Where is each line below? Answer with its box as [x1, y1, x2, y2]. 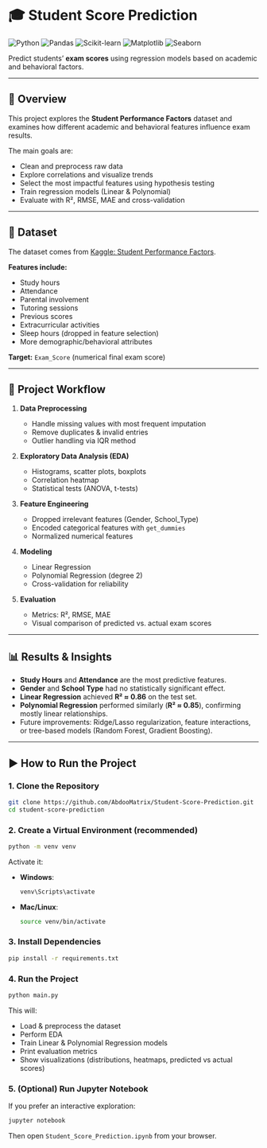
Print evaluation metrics [19, 1046, 98, 1056]
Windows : [19, 872, 54, 881]
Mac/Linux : [19, 902, 58, 912]
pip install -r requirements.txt [8, 954, 119, 963]
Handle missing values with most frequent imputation [31, 419, 207, 429]
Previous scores [19, 311, 73, 321]
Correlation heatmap [31, 475, 99, 485]
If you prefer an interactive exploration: [8, 1101, 136, 1111]
